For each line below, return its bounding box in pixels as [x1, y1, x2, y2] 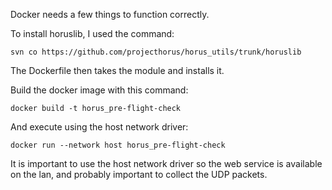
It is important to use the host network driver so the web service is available [10, 158, 323, 169]
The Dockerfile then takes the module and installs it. [10, 65, 225, 76]
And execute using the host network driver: [10, 121, 189, 133]
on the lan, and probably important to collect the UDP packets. [10, 169, 268, 180]
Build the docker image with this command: [10, 84, 189, 96]
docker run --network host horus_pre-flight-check [10, 140, 226, 150]
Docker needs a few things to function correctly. [10, 9, 210, 20]
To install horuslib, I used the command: [10, 28, 175, 39]
